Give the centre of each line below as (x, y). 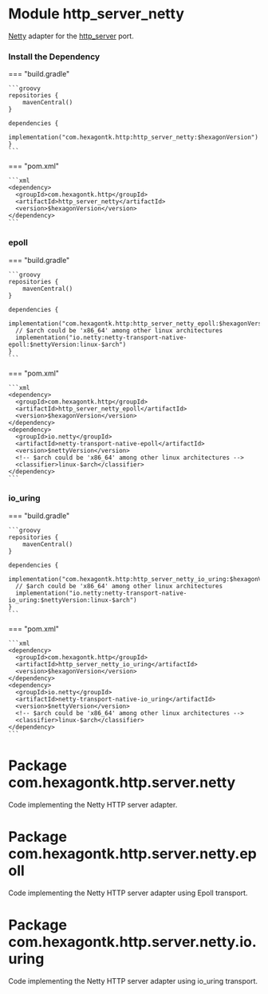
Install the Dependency (54, 57)
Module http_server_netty (97, 14)
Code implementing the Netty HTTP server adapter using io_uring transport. (133, 980)
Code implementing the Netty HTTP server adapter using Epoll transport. (128, 893)
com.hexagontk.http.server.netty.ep (132, 853)
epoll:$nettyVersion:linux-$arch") (67, 344)
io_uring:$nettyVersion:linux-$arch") (73, 600)
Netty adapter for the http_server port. (71, 36)
